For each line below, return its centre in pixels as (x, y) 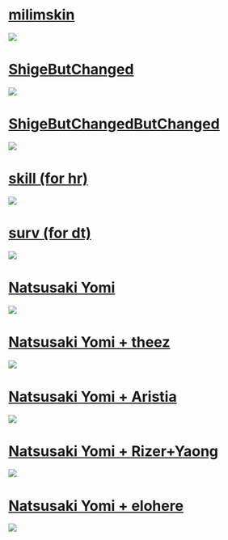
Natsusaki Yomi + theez (89, 342)
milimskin (42, 15)
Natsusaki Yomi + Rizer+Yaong (114, 451)
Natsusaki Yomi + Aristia (93, 397)
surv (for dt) (50, 233)
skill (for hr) (49, 179)
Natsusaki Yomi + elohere (96, 506)
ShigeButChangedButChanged (114, 124)
